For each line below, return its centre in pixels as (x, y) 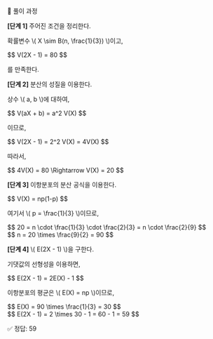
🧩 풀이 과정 (22, 11)
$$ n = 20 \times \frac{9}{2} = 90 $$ (61, 235)
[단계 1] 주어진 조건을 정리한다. (49, 26)
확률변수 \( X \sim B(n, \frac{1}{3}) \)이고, (66, 41)
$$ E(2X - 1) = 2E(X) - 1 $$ (46, 278)
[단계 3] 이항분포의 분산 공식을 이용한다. (62, 185)
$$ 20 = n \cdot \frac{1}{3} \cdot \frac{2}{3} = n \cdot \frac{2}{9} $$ (107, 227)
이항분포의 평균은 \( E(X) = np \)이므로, (61, 293)
